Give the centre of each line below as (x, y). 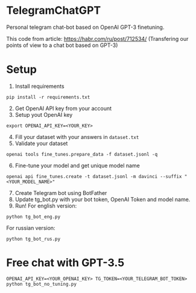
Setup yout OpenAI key (44, 114)
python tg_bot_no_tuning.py (42, 284)
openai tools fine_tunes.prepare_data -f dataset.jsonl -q (82, 154)
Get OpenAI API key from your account (63, 108)
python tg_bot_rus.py (33, 239)
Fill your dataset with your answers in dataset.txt (77, 137)
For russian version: (31, 228)
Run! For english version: (46, 206)
